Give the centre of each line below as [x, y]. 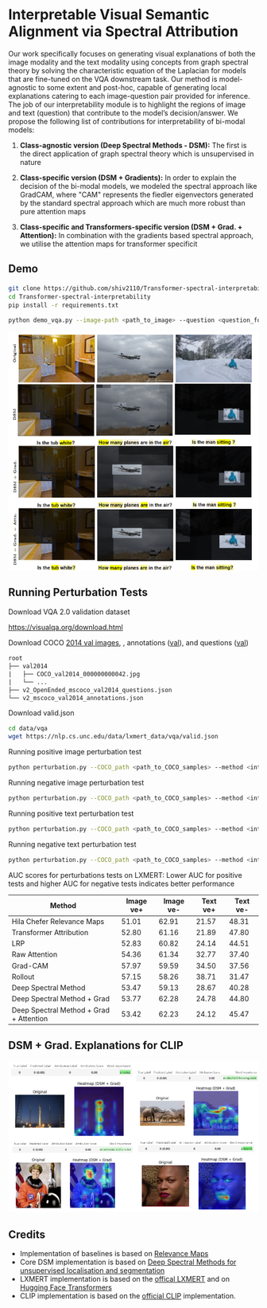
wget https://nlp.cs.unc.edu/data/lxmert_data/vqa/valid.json [113, 737]
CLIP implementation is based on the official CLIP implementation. [128, 1296]
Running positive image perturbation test [75, 752]
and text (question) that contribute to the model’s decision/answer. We [123, 112]
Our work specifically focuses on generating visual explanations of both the [132, 53]
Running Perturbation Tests [78, 592]
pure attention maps [52, 211]
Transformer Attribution [50, 932]
